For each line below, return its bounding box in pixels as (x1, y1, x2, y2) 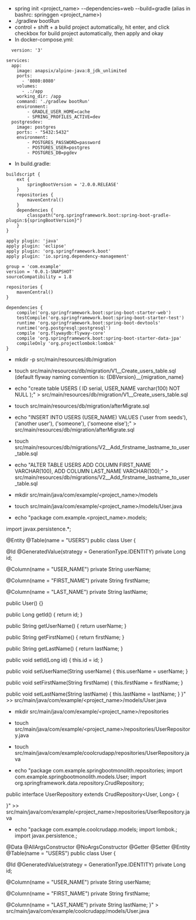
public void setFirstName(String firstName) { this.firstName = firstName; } (6, 679, 183, 686)
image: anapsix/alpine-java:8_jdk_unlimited (16, 68, 127, 74)
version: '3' (11, 47, 43, 53)
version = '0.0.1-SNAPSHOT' (6, 269, 75, 275)
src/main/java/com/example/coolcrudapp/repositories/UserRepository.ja (14, 750, 190, 756)
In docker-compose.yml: (14, 36, 74, 43)
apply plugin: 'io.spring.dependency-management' (6, 254, 130, 259)
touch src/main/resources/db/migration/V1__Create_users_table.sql (14, 367, 177, 374)
